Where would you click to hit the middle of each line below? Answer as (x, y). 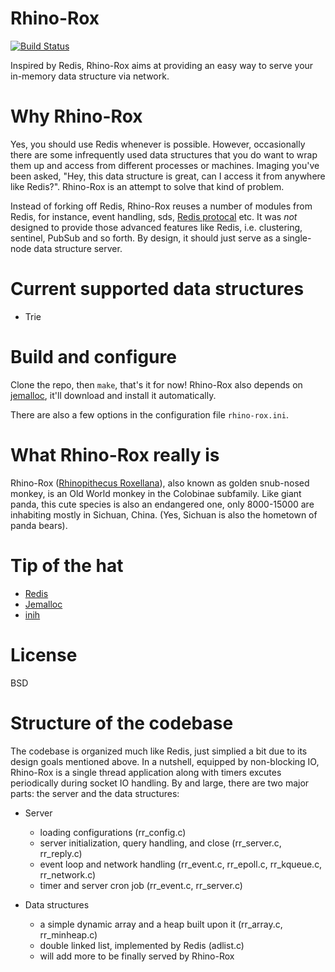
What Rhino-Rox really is (115, 454)
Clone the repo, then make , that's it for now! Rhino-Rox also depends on (156, 384)
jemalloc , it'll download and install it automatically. (113, 395)
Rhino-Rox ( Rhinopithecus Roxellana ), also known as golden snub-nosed (160, 483)
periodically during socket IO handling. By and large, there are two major (160, 783)
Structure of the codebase (122, 723)
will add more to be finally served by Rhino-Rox (137, 956)
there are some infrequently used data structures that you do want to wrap (164, 154)
